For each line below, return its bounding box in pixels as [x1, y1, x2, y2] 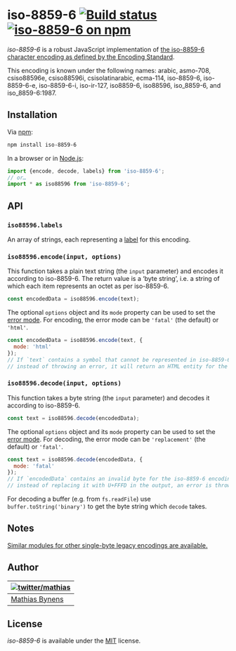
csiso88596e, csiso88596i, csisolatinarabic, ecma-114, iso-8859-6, [7, 74, 202, 82]
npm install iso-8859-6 [7, 141, 77, 148]
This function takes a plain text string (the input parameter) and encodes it [7, 267, 223, 275]
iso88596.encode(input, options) [7, 253, 122, 261]
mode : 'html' [13, 343, 52, 350]
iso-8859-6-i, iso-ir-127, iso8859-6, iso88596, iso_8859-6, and [39, 81, 221, 89]
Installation [7, 109, 58, 121]
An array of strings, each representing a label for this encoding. [7, 235, 191, 244]
